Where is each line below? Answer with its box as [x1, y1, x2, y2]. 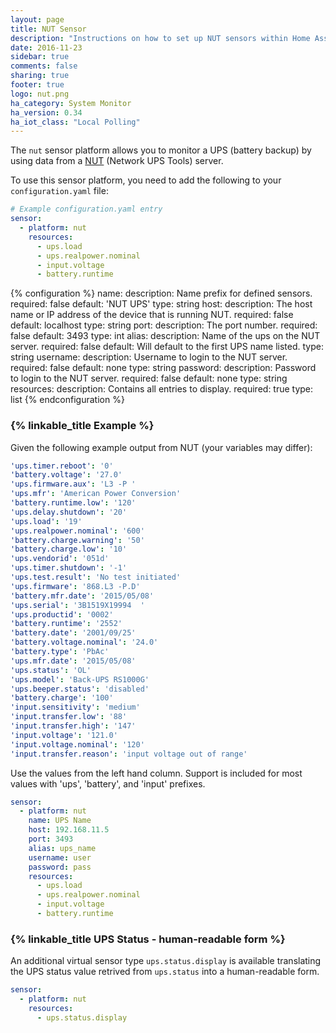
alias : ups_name [28, 843, 97, 853]
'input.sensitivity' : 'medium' [10, 702, 141, 713]
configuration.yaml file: [10, 185, 109, 197]
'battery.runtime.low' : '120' [10, 498, 137, 508]
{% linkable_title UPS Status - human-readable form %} [10, 932, 286, 946]
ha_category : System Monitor [10, 98, 132, 108]
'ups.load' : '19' [10, 516, 83, 526]
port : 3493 [28, 834, 74, 845]
